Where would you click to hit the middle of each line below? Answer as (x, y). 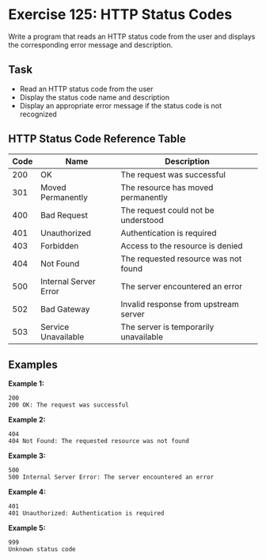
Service (55, 327)
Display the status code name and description (95, 97)
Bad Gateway (65, 308)
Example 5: (27, 528)
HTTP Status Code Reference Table (97, 139)
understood (142, 220)
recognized (38, 114)
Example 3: (27, 456)
